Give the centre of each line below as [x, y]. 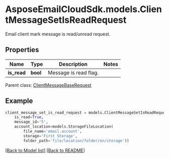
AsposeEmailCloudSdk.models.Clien [84, 9]
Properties [22, 50]
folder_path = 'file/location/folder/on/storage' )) [76, 141]
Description [73, 64]
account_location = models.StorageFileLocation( [64, 127]
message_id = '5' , [31, 122]
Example [19, 101]
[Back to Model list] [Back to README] [45, 150]
